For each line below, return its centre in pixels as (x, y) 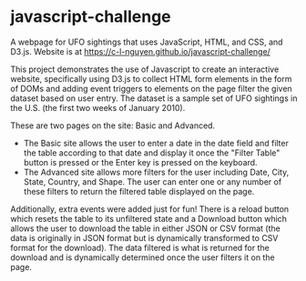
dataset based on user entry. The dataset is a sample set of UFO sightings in (154, 98)
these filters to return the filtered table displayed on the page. (139, 191)
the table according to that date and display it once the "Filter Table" (152, 153)
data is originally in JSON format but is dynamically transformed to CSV (144, 237)
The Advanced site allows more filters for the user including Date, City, (156, 172)
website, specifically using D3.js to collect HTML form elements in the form (151, 78)
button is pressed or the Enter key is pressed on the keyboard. (140, 162)
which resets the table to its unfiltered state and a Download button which (149, 218)
